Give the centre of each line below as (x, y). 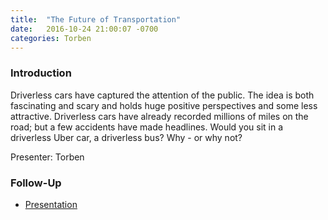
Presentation (51, 204)
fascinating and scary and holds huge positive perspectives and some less (164, 105)
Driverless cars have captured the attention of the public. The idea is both (162, 95)
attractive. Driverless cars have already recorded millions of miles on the (159, 116)
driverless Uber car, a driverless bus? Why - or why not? (126, 137)
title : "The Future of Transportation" (96, 19)
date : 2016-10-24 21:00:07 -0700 (84, 29)
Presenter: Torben (47, 157)
